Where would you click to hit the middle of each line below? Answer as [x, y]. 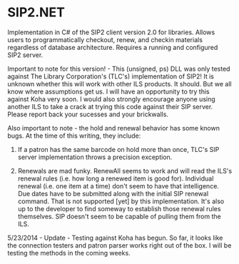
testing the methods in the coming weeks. [69, 253]
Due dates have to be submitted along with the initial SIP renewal [113, 193]
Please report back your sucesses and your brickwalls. [88, 114]
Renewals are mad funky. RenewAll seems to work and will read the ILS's [125, 171]
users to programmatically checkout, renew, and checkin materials [105, 39]
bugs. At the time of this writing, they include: [74, 136]
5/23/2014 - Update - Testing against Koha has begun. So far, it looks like [115, 238]
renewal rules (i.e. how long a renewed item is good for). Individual [116, 178]
